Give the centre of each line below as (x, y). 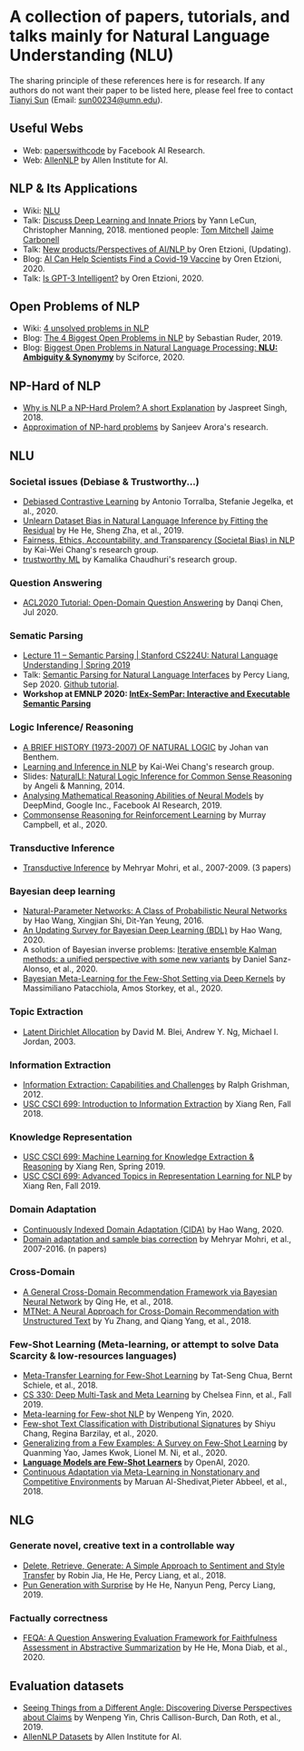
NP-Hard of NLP (55, 386)
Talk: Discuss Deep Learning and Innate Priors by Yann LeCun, (139, 220)
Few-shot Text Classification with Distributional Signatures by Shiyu (149, 1424)
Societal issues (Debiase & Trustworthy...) (104, 482)
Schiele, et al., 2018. (60, 1385)
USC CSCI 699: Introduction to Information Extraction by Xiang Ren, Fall (157, 1104)
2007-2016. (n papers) (64, 1249)
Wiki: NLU (41, 210)
